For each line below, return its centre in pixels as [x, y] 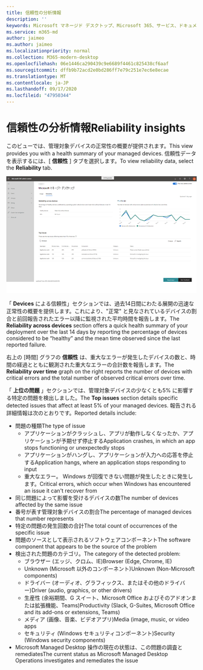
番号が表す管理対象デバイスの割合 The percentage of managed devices [103, 512]
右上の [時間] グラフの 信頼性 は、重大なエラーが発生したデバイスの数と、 [98, 357]
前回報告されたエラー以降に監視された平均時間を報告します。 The [98, 319]
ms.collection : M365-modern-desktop [52, 57]
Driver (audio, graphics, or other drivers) [82, 590]
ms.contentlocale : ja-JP [37, 83]
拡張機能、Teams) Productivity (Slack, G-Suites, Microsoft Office [115, 605]
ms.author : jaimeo [29, 45]
